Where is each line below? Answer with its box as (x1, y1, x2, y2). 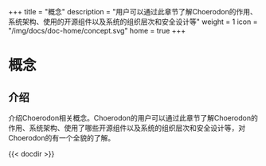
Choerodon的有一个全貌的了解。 (8, 133, 115, 142)
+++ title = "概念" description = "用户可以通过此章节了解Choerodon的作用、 (8, 7, 257, 16)
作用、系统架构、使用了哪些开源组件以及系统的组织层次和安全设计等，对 (8, 123, 245, 132)
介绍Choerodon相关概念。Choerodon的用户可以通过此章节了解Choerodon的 (8, 113, 259, 122)
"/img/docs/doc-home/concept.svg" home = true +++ (8, 26, 186, 35)
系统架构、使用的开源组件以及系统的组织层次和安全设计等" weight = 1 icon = (8, 17, 258, 26)
